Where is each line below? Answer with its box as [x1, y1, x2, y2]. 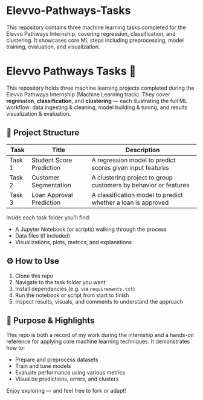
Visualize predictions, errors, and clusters [14, 375, 119, 382]
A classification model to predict [91, 190, 183, 199]
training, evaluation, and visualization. [6, 43, 100, 50]
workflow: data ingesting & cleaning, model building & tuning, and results [6, 104, 188, 111]
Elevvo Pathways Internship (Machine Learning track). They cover [6, 90, 170, 98]
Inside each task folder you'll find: [6, 213, 91, 221]
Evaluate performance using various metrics [14, 369, 126, 376]
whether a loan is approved [91, 198, 169, 207]
